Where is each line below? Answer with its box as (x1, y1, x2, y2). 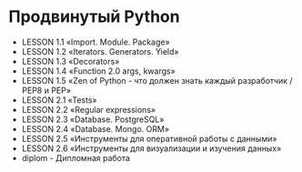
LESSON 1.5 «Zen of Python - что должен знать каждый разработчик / (21, 75, 293, 86)
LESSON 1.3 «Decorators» (21, 56, 120, 66)
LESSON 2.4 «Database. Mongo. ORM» (21, 123, 170, 134)
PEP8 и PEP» (21, 85, 72, 96)
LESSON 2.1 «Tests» (21, 94, 97, 106)
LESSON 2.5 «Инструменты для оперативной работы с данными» (21, 133, 277, 144)
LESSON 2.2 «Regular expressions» (21, 104, 156, 115)
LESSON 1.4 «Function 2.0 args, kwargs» (21, 66, 176, 76)
